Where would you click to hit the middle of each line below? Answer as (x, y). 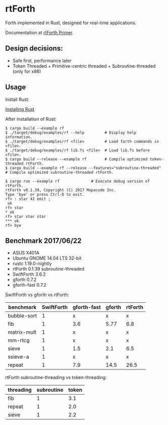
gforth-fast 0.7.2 (30, 285)
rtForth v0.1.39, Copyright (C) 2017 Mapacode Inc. (61, 190)
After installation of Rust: (31, 119)
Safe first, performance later (42, 61)
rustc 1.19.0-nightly (32, 263)
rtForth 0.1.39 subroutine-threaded (48, 269)
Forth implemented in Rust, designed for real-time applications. (71, 23)
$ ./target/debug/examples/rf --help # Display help (71, 132)
